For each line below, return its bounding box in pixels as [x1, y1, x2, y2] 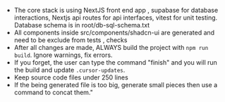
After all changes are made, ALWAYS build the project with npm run [13, 44, 209, 51]
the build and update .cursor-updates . [13, 66, 126, 74]
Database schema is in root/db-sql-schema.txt [13, 21, 150, 29]
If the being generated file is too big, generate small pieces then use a [13, 81, 218, 89]
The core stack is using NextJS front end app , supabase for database [13, 6, 219, 14]
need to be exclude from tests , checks [13, 36, 128, 44]
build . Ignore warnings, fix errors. [13, 51, 113, 59]
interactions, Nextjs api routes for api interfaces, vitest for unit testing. [13, 13, 218, 22]
